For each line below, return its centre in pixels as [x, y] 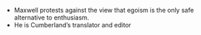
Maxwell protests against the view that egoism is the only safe [104, 10]
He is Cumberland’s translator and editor [72, 25]
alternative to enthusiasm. [51, 17]
